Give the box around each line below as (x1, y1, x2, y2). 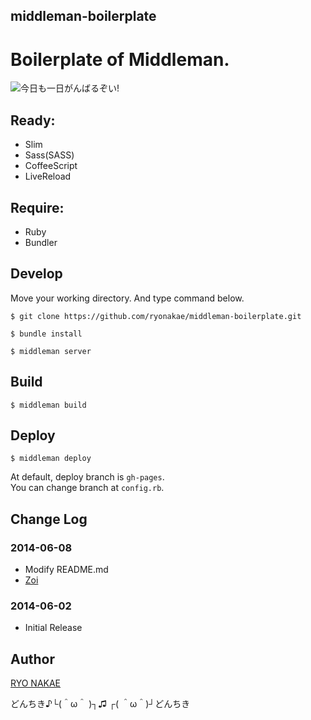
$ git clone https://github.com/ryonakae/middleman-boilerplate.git (10, 311, 302, 321)
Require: (10, 199, 65, 216)
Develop (10, 265, 63, 283)
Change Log (10, 510, 88, 528)
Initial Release (24, 622, 83, 634)
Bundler (24, 236, 58, 248)
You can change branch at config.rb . (10, 482, 165, 494)
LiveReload (24, 170, 72, 183)
